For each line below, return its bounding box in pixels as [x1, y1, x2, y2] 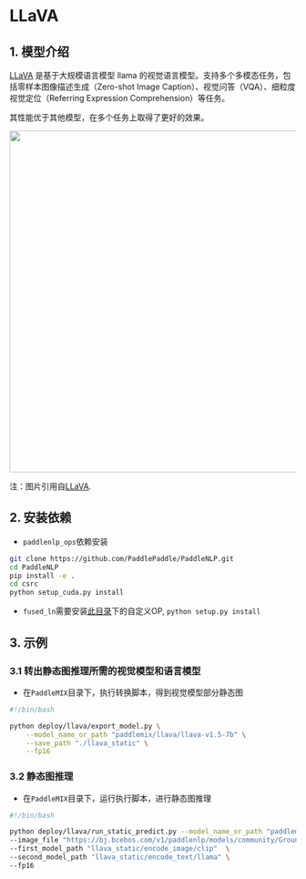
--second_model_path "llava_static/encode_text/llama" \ [9, 853, 230, 862]
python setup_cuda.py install [9, 588, 125, 598]
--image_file [9, 835, 59, 845]
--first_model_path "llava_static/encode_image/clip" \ [9, 844, 230, 853]
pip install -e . [9, 571, 76, 580]
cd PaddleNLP [9, 562, 59, 572]
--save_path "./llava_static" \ [25, 739, 148, 748]
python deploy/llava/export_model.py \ [9, 721, 161, 731]
